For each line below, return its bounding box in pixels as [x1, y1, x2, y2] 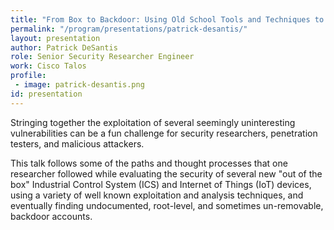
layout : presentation [10, 33, 101, 43]
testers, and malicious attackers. [10, 137, 145, 150]
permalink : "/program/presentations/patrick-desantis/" [10, 24, 248, 34]
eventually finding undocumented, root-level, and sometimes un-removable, [10, 199, 324, 211]
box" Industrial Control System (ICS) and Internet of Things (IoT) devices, [10, 178, 312, 190]
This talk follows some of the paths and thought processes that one [10, 157, 288, 169]
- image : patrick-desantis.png [14, 80, 145, 90]
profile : [10, 71, 47, 81]
